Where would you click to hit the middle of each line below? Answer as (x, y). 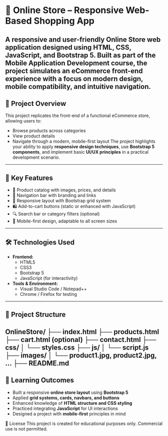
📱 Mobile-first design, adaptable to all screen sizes (65, 221)
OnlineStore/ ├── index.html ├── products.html (82, 332)
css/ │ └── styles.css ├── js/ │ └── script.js (77, 347)
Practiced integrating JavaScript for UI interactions (65, 408)
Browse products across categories (49, 131)
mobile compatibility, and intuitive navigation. (78, 87)
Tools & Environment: (35, 284)
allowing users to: (23, 121)
